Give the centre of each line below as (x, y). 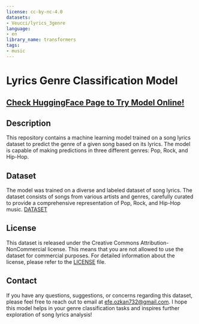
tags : (13, 46)
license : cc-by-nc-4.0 (34, 12)
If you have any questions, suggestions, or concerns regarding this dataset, (99, 295)
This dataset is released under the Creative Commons (73, 243)
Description (28, 123)
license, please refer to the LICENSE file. (56, 261)
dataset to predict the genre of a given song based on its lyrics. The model (98, 144)
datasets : (19, 17)
